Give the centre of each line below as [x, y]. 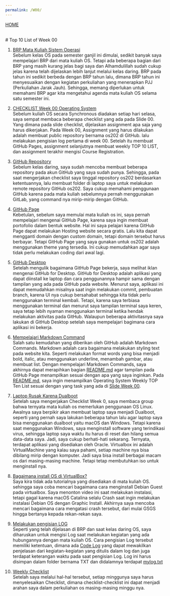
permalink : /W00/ [24, 10]
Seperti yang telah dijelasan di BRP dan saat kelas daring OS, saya [82, 529]
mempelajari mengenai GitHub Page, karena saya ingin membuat [80, 220]
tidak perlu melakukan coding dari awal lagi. [59, 252]
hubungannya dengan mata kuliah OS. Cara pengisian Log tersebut [83, 540]
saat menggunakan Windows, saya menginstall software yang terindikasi [89, 428]
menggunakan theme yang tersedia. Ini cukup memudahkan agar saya [86, 247]
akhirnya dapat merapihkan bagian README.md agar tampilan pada [83, 369]
